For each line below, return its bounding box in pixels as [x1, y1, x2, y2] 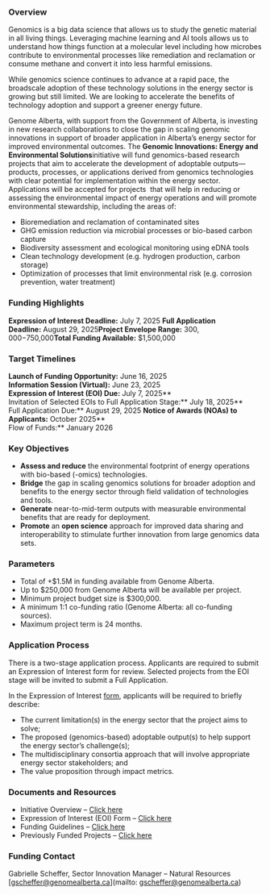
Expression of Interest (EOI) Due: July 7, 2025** [8, 388, 172, 398]
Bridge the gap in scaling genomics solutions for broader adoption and [19, 478, 255, 488]
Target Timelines [8, 353, 77, 364]
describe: [8, 699, 40, 709]
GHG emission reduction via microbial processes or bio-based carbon [19, 226, 252, 235]
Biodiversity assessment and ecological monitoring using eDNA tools [19, 243, 250, 252]
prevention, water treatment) [19, 277, 115, 287]
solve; [19, 723, 41, 733]
